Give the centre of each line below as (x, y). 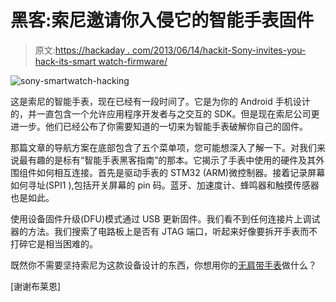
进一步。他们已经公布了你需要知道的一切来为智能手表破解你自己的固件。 (159, 126)
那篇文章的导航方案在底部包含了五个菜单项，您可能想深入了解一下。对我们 (163, 147)
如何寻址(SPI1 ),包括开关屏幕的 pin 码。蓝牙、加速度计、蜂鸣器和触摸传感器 (165, 185)
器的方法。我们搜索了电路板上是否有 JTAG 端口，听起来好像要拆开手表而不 (164, 231)
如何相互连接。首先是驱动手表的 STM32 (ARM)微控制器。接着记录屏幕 (181, 172)
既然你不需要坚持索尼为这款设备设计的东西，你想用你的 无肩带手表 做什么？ (163, 265)
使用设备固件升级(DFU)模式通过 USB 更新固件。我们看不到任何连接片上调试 (165, 218)
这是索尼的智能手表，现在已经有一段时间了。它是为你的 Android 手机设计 (160, 101)
